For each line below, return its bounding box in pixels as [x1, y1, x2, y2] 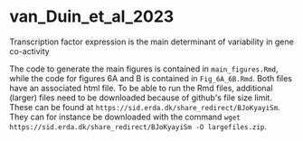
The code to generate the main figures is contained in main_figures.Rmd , [9, 63, 279, 74]
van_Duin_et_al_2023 [9, 6, 175, 27]
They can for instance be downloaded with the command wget [9, 111, 241, 122]
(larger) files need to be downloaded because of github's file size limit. [9, 92, 273, 103]
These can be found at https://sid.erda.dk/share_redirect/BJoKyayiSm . [9, 101, 280, 112]
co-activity [9, 45, 50, 56]
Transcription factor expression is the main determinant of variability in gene [9, 36, 294, 47]
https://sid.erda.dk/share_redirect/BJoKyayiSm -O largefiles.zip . [9, 120, 268, 132]
